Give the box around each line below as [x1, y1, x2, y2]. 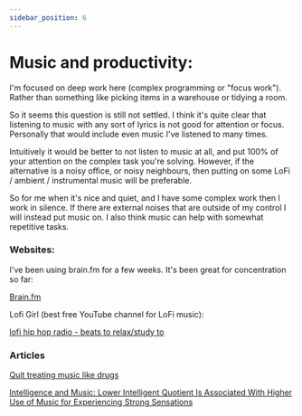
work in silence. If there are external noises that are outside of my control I [9, 202, 287, 213]
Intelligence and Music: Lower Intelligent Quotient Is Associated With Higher [9, 387, 292, 398]
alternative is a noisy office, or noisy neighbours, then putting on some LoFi [9, 165, 291, 176]
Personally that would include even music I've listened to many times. [9, 128, 269, 139]
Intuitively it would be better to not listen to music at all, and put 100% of [9, 146, 278, 156]
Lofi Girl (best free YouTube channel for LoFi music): [9, 308, 204, 319]
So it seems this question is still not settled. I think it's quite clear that [9, 109, 267, 120]
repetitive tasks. [9, 221, 70, 232]
